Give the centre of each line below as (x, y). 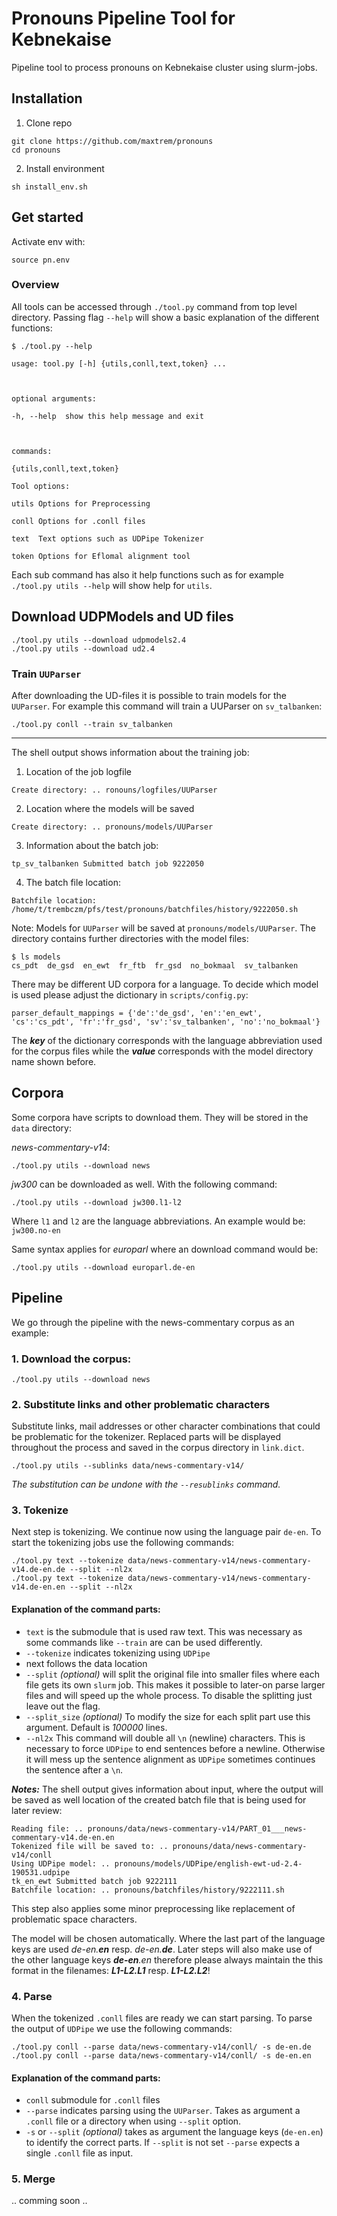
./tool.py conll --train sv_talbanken (92, 724)
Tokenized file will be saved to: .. (90, 1846)
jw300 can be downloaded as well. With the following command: (144, 1184)
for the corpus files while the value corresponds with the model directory (162, 1051)
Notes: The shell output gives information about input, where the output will (167, 1789)
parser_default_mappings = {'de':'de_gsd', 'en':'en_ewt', (137, 1013)
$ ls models (36, 957)
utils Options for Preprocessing (81, 503)
